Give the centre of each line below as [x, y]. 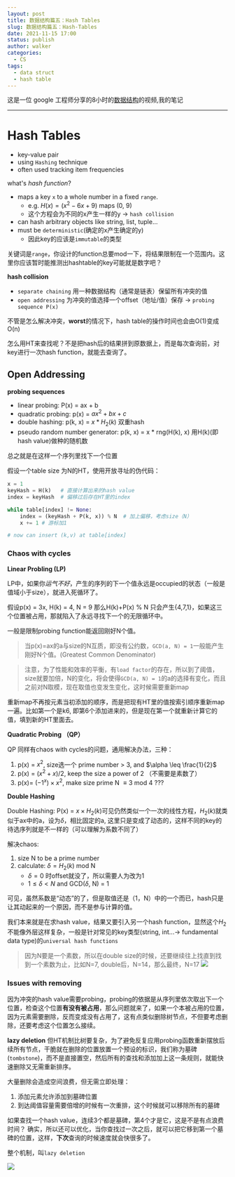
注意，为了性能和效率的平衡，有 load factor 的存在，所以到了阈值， [121, 669]
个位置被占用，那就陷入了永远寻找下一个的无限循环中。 [87, 616]
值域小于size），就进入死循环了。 [55, 592]
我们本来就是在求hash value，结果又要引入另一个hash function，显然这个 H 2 [117, 923]
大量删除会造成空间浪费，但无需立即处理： [69, 1081]
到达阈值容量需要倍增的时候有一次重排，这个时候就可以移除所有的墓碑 [119, 1105]
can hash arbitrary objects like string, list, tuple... [88, 221]
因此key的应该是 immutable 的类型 [75, 239]
